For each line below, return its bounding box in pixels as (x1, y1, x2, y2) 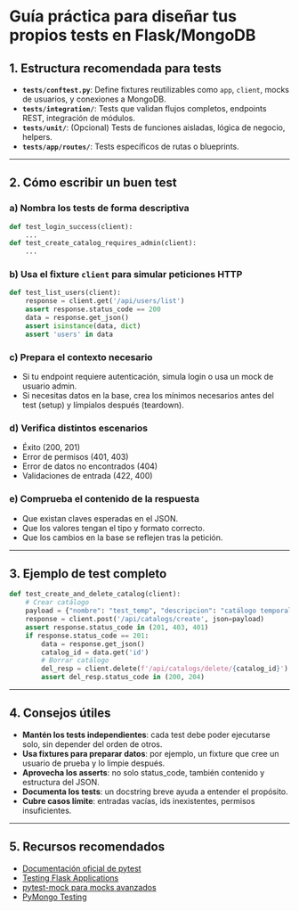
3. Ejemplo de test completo (9, 566, 167, 581)
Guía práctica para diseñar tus (9, 6, 238, 27)
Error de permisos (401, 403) (21, 452, 129, 463)
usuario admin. (21, 381, 77, 391)
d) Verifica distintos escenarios (9, 422, 149, 434)
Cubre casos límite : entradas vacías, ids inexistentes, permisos (21, 795, 255, 806)
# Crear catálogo (25, 598, 90, 607)
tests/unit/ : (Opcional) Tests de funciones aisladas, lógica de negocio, (21, 122, 286, 133)
